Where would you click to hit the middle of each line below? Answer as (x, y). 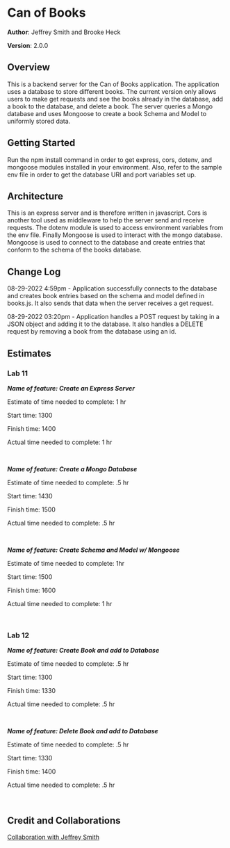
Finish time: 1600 (32, 590)
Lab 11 (18, 373)
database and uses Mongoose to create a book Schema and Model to (107, 113)
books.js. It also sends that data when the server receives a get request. (110, 303)
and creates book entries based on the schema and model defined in (106, 296)
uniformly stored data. (39, 121)
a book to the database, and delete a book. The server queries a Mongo (110, 106)
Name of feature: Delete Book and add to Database (83, 731)
